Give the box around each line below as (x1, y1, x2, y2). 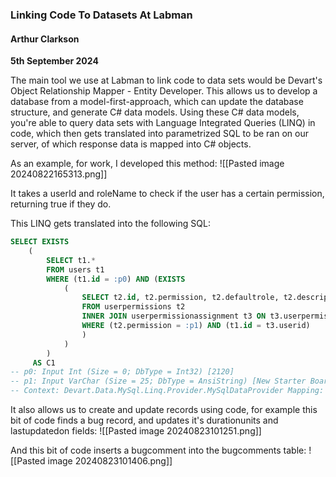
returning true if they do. (10, 198, 112, 210)
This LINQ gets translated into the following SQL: (10, 218, 211, 230)
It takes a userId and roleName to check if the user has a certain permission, (10, 188, 325, 200)
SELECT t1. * (46, 255, 97, 265)
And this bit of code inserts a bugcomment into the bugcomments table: (10, 444, 307, 456)
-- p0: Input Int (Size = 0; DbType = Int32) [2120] (10, 367, 235, 377)
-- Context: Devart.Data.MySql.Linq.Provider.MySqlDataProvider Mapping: (10, 386, 325, 396)
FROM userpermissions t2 (81, 302, 186, 312)
